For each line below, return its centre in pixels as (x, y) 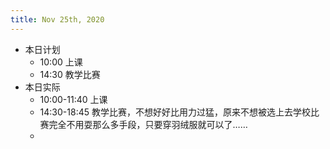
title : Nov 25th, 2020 (57, 19)
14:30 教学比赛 (70, 74)
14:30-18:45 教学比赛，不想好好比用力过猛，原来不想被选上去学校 (175, 112)
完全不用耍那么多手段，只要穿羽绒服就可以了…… (148, 124)
